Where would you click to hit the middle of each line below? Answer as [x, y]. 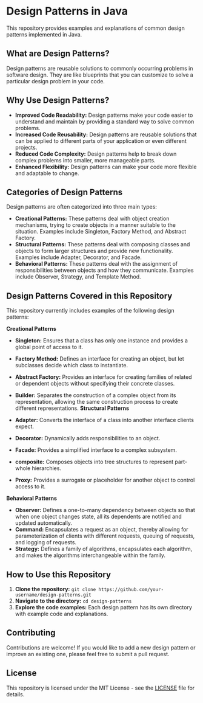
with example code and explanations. [62, 614]
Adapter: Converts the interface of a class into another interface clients [104, 420]
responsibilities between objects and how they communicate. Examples [104, 270]
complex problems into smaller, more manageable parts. [85, 160]
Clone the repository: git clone [55, 589]
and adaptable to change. [47, 173]
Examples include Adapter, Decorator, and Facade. [78, 257]
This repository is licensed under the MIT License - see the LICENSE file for [101, 688]
